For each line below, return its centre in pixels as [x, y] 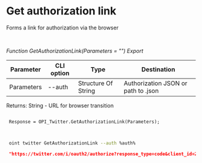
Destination [158, 69]
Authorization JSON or [155, 83]
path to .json [141, 90]
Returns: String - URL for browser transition [60, 105]
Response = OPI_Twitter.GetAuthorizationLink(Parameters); [84, 122]
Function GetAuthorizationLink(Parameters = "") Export [75, 51]
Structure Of [95, 83]
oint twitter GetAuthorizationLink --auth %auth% [72, 143]
